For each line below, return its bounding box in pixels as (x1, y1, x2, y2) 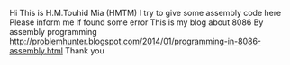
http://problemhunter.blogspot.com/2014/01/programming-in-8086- (9, 36, 262, 46)
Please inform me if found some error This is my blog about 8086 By (9, 17, 264, 28)
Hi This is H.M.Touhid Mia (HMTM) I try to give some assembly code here (9, 8, 282, 18)
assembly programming (9, 27, 97, 37)
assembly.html (9, 45, 63, 56)
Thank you (64, 45, 105, 56)
